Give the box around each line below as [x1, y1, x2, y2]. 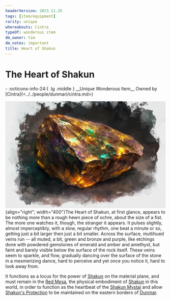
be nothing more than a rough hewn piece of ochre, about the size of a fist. [5, 215, 163, 221]
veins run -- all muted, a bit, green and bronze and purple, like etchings [5, 236, 155, 242]
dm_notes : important [5, 41, 49, 46]
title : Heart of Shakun [5, 46, 56, 51]
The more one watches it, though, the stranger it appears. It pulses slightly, [5, 220, 163, 226]
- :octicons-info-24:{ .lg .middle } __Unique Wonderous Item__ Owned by [5, 85, 158, 91]
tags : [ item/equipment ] [5, 13, 56, 19]
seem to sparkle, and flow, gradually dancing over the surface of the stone [5, 252, 162, 259]
